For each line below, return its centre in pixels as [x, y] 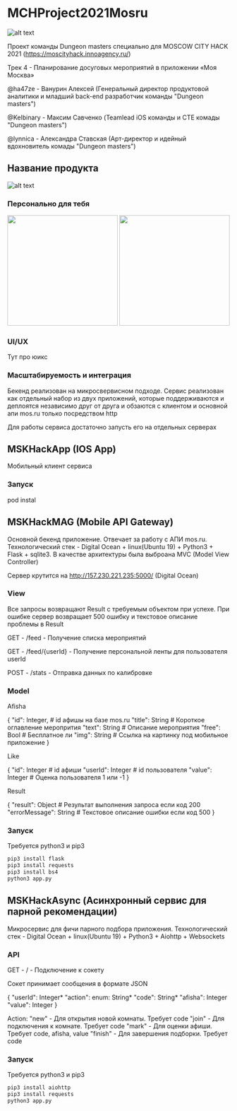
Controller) [23, 562]
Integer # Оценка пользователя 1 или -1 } [68, 777]
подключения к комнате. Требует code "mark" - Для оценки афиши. [110, 1026]
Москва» [21, 75]
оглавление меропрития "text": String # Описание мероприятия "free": [114, 728]
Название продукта [53, 169]
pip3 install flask [36, 859]
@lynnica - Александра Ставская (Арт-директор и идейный [97, 139]
